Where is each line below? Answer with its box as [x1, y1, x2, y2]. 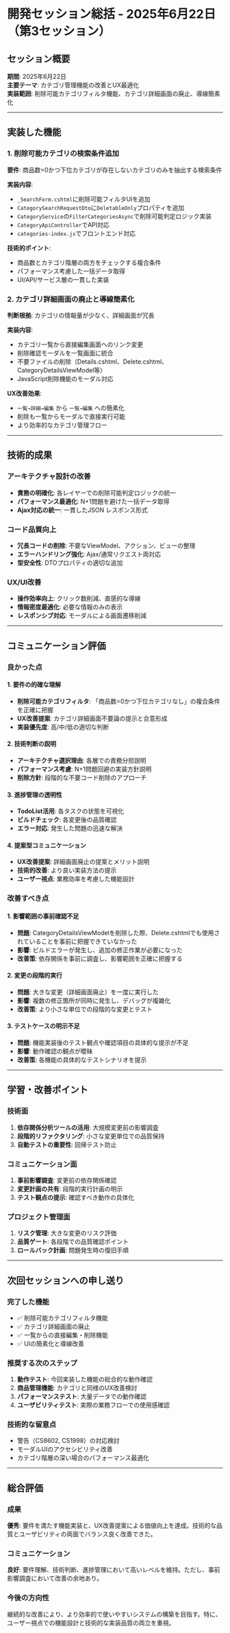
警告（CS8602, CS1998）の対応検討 [16, 1437, 120, 1445]
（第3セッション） [7, 23, 112, 39]
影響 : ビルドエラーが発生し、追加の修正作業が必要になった [16, 945, 183, 954]
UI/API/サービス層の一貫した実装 [16, 275, 110, 283]
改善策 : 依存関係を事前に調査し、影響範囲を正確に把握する [16, 954, 183, 963]
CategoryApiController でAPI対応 [16, 220, 110, 228]
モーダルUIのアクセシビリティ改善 [16, 1445, 113, 1453]
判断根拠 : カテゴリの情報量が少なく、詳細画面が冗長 [7, 311, 155, 319]
